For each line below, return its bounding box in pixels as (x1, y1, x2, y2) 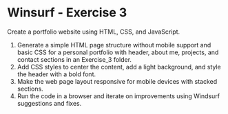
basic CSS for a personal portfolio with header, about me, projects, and (17, 48, 219, 56)
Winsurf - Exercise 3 (7, 5, 127, 21)
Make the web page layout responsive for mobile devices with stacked (17, 77, 218, 85)
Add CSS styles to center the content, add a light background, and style (17, 62, 222, 71)
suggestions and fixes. (17, 99, 82, 107)
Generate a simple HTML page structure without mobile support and (17, 41, 211, 49)
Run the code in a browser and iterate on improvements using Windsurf (17, 91, 220, 100)
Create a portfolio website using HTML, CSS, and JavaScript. (7, 27, 180, 36)
